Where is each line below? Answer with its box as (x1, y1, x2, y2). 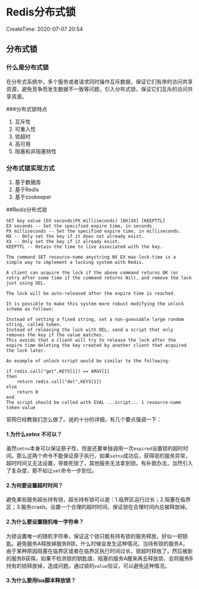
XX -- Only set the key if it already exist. (6, 238, 120, 244)
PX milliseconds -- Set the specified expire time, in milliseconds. (6, 228, 182, 234)
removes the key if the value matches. (6, 332, 105, 338)
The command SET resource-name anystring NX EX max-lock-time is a (6, 254, 176, 260)
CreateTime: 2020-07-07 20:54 (6, 25, 84, 33)
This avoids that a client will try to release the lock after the (6, 337, 176, 343)
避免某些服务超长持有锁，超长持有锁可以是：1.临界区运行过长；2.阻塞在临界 (6, 496, 191, 503)
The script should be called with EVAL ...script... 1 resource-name (6, 399, 182, 405)
